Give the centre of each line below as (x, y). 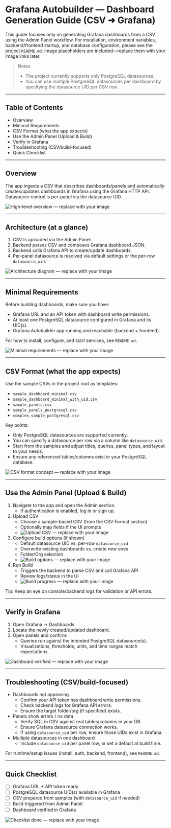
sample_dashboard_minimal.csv (45, 394)
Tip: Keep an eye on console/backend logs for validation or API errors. (79, 591)
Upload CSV (25, 516)
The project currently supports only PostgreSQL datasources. (90, 76)
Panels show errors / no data (43, 716)
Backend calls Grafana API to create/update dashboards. (72, 250)
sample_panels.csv (32, 405)
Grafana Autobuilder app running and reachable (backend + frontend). (86, 331)
